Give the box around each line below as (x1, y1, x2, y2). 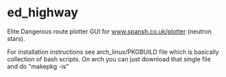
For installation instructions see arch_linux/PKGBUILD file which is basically (7, 48, 219, 56)
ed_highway (7, 5, 79, 20)
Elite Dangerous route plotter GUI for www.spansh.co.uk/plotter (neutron (7, 27, 212, 35)
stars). (7, 34, 25, 42)
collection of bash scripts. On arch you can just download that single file (7, 55, 211, 63)
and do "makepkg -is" (7, 62, 69, 70)
